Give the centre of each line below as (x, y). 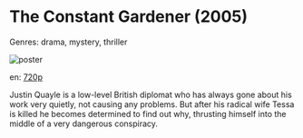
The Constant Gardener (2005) (128, 17)
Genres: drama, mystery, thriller (68, 42)
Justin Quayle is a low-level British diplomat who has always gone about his (151, 94)
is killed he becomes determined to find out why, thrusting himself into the (148, 113)
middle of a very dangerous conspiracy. (84, 123)
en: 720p (26, 77)
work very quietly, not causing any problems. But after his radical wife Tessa (152, 104)
